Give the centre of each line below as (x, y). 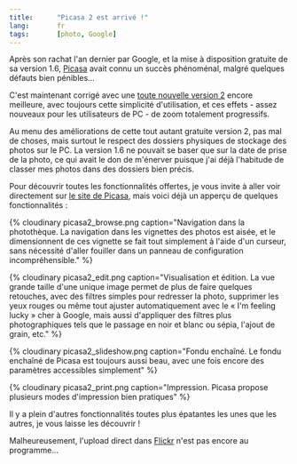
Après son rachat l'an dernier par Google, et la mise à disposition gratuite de (148, 60)
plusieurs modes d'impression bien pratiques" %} (100, 397)
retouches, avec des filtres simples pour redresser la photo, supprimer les (144, 296)
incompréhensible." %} (51, 260)
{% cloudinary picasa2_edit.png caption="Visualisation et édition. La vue (142, 277)
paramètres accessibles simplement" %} (83, 371)
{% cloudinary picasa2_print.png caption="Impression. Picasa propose (139, 388)
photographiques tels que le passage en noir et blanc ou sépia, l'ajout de (142, 324)
